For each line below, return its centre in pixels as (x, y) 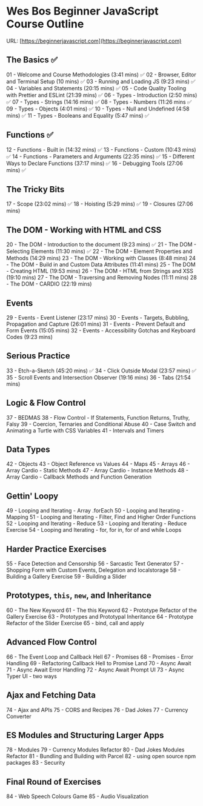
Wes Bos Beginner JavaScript (82, 11)
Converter (19, 716)
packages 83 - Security (36, 763)
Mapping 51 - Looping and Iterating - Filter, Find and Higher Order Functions (101, 517)
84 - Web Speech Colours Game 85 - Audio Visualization (77, 796)
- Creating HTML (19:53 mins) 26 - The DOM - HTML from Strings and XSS (100, 271)
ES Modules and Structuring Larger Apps (85, 735)
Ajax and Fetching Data (51, 695)
